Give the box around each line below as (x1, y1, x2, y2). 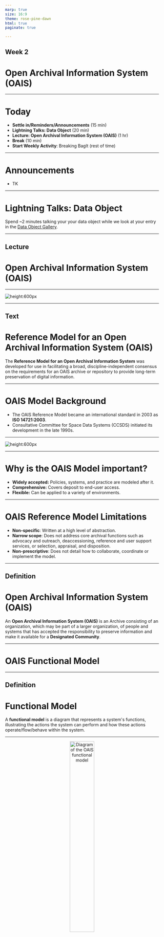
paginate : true (5, 25, 36, 30)
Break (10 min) (12, 138, 42, 144)
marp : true (5, 7, 27, 12)
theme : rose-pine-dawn (5, 16, 51, 21)
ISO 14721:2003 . (12, 416, 46, 423)
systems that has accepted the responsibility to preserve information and (5, 629, 152, 634)
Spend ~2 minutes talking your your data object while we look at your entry (5, 218, 156, 225)
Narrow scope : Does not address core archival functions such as (12, 532, 144, 538)
